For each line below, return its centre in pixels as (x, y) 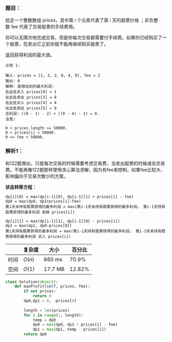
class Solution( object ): (32, 282)
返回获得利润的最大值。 (30, 55)
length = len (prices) (47, 310)
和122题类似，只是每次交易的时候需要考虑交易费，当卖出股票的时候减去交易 (85, 163)
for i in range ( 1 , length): (53, 315)
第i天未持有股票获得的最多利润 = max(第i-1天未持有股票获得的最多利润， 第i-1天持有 (85, 206)
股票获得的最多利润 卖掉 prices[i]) (40, 212)
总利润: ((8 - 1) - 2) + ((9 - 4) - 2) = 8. (52, 114)
